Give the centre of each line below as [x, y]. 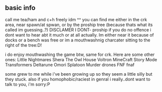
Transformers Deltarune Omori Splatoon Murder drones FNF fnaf [70, 65]
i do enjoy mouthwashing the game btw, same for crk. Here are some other [80, 54]
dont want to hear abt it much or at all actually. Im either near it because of [80, 35]
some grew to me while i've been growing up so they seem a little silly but [79, 74]
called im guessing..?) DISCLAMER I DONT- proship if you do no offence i [78, 30]
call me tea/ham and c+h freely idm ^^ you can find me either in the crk [76, 19]
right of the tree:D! [24, 45]
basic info [20, 8]
